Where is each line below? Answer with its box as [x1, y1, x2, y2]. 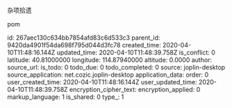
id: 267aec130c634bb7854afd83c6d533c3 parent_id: [7, 33, 160, 42]
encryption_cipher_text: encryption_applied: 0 [69, 86, 201, 93]
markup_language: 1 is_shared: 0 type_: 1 [7, 93, 124, 101]
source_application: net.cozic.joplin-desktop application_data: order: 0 [7, 70, 209, 79]
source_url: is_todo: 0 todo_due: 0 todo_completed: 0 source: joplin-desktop [7, 63, 226, 71]
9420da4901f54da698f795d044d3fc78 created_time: [7, 41, 161, 49]
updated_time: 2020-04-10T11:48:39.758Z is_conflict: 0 [56, 48, 215, 56]
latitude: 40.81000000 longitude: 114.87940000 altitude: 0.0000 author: [7, 56, 213, 64]
